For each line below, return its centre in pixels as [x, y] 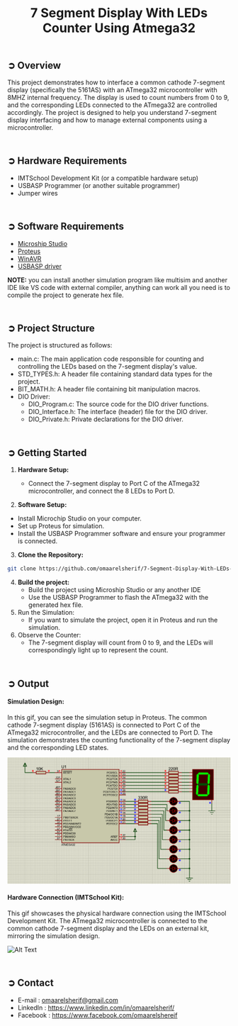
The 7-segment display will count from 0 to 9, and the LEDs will [121, 642]
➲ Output [28, 683]
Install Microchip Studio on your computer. [79, 518]
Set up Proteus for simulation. [61, 526]
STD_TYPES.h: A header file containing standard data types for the [115, 374]
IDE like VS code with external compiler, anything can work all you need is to [119, 287]
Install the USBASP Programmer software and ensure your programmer [121, 534]
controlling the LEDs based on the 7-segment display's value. [107, 367]
